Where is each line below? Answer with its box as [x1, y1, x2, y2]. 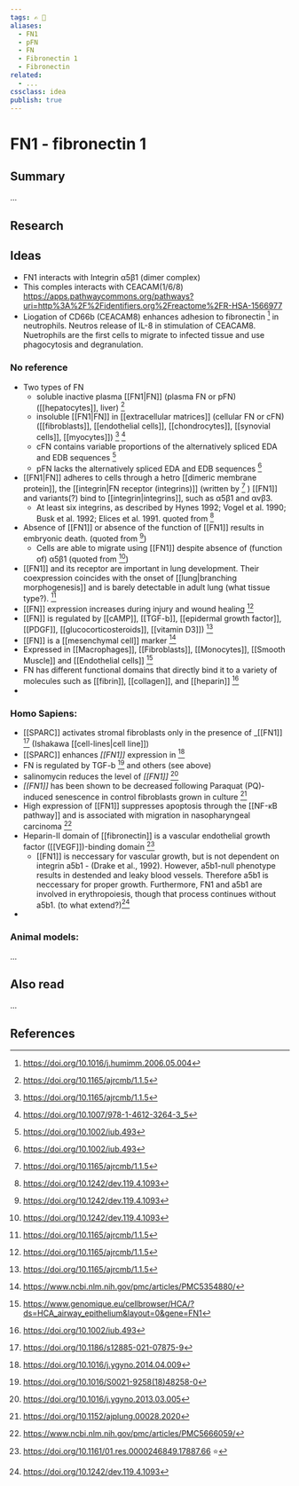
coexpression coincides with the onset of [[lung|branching [22, 572, 238, 583]
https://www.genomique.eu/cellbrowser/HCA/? [22, 1299, 194, 1309]
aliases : [10, 21, 43, 30]
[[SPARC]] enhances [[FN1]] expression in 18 [22, 747, 185, 759]
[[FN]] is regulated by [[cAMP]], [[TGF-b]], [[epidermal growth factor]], [22, 613, 282, 624]
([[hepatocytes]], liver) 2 [35, 400, 125, 413]
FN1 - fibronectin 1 [10, 134, 147, 153]
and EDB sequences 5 [35, 450, 117, 462]
